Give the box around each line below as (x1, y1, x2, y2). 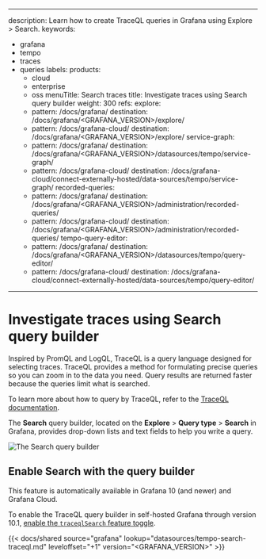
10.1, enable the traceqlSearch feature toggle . (8, 518, 156, 527)
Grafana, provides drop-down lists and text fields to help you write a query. (8, 426, 253, 436)
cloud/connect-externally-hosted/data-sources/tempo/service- (31, 174, 239, 183)
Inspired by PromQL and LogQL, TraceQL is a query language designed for (8, 354, 252, 363)
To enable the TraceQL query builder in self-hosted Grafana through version (8, 509, 256, 519)
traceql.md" (8, 542, 47, 551)
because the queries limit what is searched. (8, 378, 150, 389)
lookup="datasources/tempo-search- (123, 533, 247, 543)
